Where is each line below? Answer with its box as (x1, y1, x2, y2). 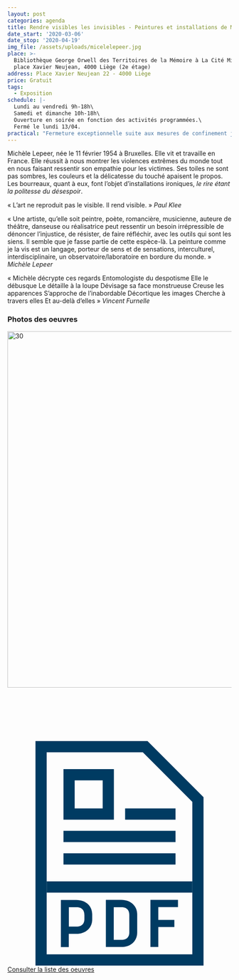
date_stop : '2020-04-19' (7, 37, 81, 44)
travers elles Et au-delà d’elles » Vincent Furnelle (7, 296, 151, 305)
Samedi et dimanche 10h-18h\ (14, 110, 100, 117)
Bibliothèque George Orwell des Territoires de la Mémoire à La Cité (14, 57, 224, 64)
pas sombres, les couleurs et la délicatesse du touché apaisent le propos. (7, 172, 223, 180)
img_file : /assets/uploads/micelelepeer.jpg (7, 43, 142, 51)
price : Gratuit (7, 76, 53, 84)
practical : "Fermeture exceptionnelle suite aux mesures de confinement (7, 130, 228, 137)
